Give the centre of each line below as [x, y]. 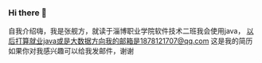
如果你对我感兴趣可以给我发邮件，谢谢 [71, 51]
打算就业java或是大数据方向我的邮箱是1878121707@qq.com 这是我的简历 [134, 41]
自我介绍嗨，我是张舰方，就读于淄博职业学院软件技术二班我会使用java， [127, 31]
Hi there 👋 [28, 13]
